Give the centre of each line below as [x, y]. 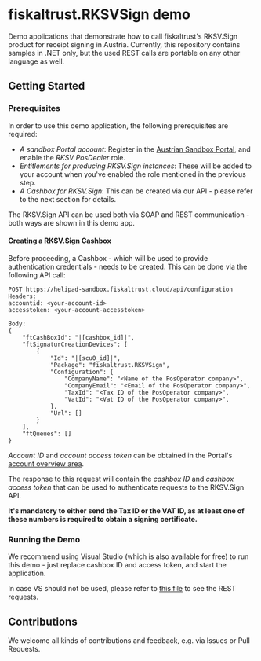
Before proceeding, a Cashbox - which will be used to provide [108, 258]
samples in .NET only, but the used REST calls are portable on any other [124, 53]
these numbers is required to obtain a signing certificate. [103, 519]
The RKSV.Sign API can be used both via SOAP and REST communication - [129, 215]
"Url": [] [66, 413]
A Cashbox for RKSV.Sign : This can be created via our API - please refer [136, 191]
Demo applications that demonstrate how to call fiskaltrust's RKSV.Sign [123, 36]
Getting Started [47, 86]
